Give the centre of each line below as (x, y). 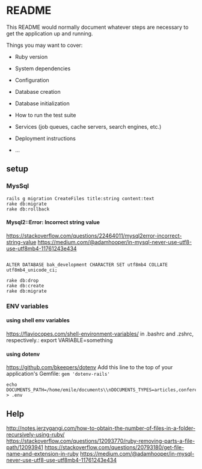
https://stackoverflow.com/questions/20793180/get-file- (114, 447)
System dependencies (43, 68)
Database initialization (42, 103)
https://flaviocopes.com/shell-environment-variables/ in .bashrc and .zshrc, (100, 334)
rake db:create (25, 286)
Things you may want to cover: (44, 45)
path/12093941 (25, 447)
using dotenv (23, 354)
